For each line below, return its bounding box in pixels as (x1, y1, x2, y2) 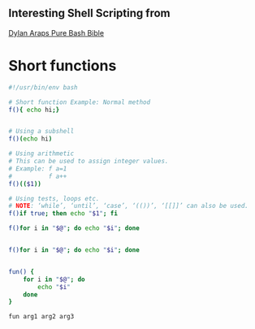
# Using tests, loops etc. (8, 194, 100, 202)
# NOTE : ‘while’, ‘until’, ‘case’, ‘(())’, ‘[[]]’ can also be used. (8, 202, 249, 210)
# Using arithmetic (8, 149, 75, 158)
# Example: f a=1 (8, 164, 67, 173)
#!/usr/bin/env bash (8, 83, 79, 92)
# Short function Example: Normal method (8, 97, 151, 106)
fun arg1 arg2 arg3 (8, 313, 75, 321)
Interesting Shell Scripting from (8, 6, 171, 20)
